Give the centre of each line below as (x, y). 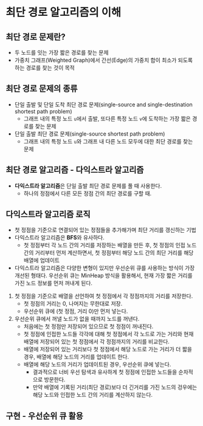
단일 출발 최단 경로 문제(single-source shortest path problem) (90, 134)
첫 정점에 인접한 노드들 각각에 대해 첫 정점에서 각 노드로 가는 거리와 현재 (108, 334)
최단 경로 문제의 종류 (42, 89)
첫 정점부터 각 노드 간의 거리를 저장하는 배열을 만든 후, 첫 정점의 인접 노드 (110, 245)
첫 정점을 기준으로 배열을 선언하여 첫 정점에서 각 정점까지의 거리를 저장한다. (104, 296)
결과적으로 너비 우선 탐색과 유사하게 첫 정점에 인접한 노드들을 (105, 372)
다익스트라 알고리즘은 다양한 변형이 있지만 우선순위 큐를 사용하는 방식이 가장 (105, 268)
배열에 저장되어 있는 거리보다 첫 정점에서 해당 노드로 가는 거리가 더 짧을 (108, 349)
